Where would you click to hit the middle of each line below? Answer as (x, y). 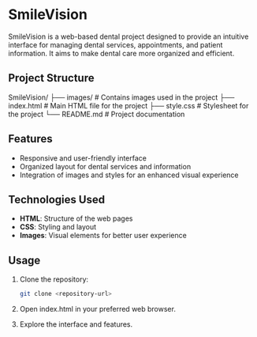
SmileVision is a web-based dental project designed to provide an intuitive (128, 36)
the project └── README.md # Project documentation (97, 114)
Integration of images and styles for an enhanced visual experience (129, 175)
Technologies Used (56, 199)
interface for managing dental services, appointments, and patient (115, 44)
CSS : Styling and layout (58, 227)
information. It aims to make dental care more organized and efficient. (121, 53)
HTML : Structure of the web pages (76, 218)
